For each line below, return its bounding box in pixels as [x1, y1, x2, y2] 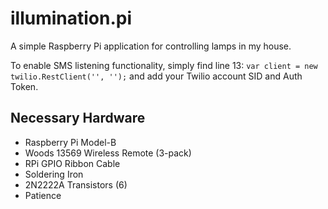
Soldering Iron [24, 168, 84, 180]
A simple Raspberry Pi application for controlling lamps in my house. [10, 40, 292, 52]
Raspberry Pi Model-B [24, 136, 117, 148]
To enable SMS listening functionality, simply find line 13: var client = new [10, 59, 318, 71]
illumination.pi [10, 7, 133, 30]
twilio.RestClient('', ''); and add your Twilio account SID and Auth [10, 70, 303, 82]
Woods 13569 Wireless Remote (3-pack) [24, 147, 192, 159]
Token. [10, 80, 39, 92]
